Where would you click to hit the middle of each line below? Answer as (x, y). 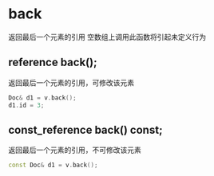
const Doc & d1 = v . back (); (53, 165)
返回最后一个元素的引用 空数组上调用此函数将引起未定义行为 (107, 37)
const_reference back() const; (85, 129)
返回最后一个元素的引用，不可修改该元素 (75, 150)
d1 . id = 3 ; (26, 105)
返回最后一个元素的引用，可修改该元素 (71, 82)
